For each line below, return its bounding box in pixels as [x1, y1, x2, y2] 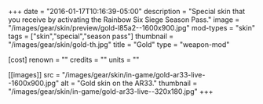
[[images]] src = [8, 70, 60, 79]
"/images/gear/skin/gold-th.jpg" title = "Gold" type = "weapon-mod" [8, 40, 230, 49]
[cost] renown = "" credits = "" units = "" [8, 55, 140, 64]
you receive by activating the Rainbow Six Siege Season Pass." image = [8, 15, 240, 24]
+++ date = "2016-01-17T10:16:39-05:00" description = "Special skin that [8, 7, 246, 16]
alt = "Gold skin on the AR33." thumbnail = [60, 78, 198, 88]
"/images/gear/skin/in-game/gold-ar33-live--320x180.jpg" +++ [8, 87, 214, 96]
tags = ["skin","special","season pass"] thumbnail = [8, 31, 174, 41]
